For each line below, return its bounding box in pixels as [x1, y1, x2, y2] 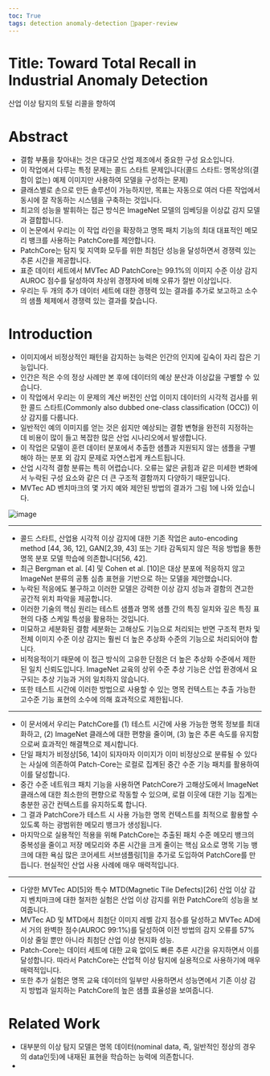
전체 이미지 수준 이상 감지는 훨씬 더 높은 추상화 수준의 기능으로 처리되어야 [19, 634, 250, 644]
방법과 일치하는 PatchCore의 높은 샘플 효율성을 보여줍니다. [28, 986, 215, 995]
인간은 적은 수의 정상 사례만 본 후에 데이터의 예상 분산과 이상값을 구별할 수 [19, 372, 252, 383]
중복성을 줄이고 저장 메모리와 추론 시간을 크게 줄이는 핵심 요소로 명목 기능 [19, 840, 250, 850]
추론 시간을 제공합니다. [19, 255, 92, 266]
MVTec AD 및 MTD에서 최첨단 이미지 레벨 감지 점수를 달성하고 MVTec [19, 915, 243, 925]
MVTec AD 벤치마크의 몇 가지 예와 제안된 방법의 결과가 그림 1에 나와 [19, 483, 235, 493]
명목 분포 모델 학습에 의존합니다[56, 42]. [19, 553, 148, 564]
